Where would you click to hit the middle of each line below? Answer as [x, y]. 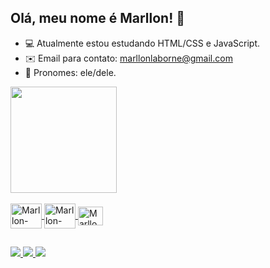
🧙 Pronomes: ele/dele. [70, 72]
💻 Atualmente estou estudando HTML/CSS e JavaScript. [142, 43]
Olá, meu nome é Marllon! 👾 [98, 18]
